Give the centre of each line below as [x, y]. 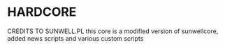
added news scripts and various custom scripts [75, 38]
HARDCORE [42, 12]
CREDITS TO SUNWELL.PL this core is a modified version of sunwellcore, [113, 31]
